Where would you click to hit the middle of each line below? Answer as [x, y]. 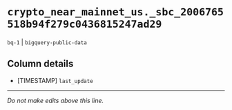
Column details [40, 64]
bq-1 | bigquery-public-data [47, 42]
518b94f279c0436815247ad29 [85, 25]
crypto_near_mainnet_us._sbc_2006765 [116, 12]
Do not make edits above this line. [56, 100]
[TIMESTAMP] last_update [55, 80]
